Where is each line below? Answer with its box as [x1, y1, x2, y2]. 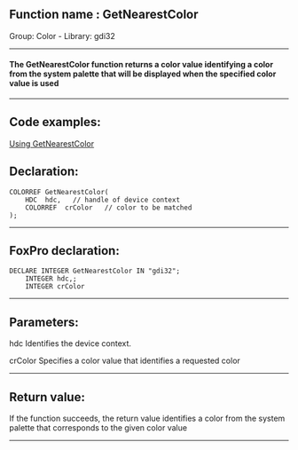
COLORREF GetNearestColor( [9, 187, 109, 196]
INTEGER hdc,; [25, 274, 77, 283]
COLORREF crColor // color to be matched [25, 203, 192, 212]
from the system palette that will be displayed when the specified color [9, 68, 277, 79]
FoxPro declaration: [9, 243, 120, 258]
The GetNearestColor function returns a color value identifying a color [9, 59, 273, 70]
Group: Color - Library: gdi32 [9, 30, 115, 41]
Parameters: [9, 314, 79, 329]
